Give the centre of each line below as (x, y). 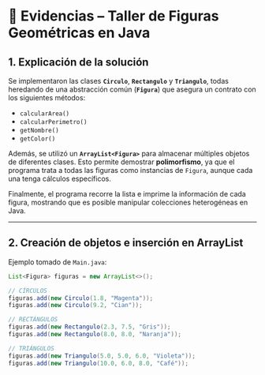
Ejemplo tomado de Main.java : (58, 262)
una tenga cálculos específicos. (60, 178)
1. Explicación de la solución (78, 62)
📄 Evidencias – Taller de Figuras (114, 16)
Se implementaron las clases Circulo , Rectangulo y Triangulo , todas (118, 81)
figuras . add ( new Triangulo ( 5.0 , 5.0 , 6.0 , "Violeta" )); (102, 356)
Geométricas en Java (79, 33)
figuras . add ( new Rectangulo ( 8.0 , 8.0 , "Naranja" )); (95, 335)
